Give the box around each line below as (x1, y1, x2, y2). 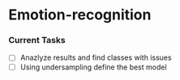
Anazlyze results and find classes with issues (19, 53, 172, 62)
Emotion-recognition (8, 6, 152, 24)
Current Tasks (8, 35, 66, 46)
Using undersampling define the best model (19, 62, 168, 72)
